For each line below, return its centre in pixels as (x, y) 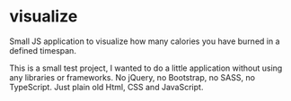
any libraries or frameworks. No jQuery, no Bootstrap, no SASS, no (132, 77)
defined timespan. (43, 50)
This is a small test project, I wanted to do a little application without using (146, 68)
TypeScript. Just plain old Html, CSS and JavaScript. (106, 87)
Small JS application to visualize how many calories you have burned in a (145, 41)
